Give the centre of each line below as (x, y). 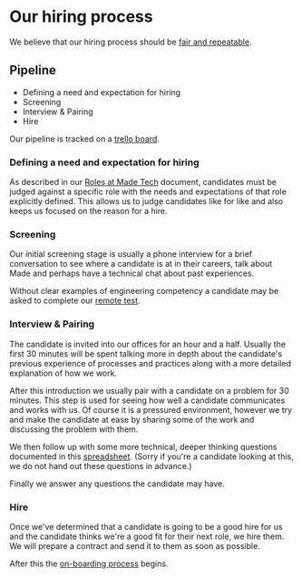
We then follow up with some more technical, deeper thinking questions (143, 446)
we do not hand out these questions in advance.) (101, 465)
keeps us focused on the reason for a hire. (88, 211)
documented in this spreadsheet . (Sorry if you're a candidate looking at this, (152, 456)
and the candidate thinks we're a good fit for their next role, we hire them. (147, 536)
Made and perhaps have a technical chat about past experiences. (132, 273)
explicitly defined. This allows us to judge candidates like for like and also (146, 201)
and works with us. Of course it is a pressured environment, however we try (151, 409)
